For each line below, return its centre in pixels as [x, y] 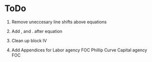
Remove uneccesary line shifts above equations [59, 22]
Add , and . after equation [37, 31]
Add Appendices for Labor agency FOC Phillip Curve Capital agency [79, 50]
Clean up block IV [29, 40]
